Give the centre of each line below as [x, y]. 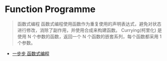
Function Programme [50, 9]
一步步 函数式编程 [31, 53]
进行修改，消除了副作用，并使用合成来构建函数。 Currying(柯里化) [87, 30]
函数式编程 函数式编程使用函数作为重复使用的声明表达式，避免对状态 [89, 24]
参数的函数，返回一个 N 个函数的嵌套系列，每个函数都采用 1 [99, 36]
